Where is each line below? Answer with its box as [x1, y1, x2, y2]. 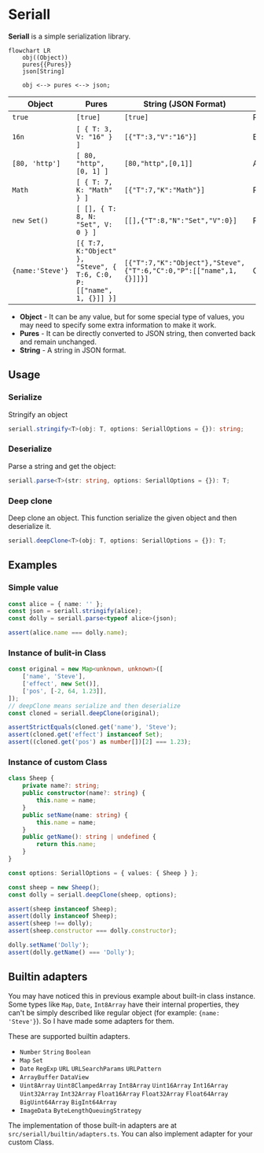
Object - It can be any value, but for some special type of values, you [19, 312, 245, 321]
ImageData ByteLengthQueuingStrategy [19, 1107, 142, 1114]
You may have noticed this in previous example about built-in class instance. [8, 991, 256, 1000]
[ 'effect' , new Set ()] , [22, 680, 101, 688]
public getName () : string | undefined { [22, 833, 156, 841]
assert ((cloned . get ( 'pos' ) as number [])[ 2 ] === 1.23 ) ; [8, 738, 192, 746]
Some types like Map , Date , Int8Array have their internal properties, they [8, 1000, 240, 1009]
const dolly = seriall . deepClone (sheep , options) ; [8, 891, 178, 899]
